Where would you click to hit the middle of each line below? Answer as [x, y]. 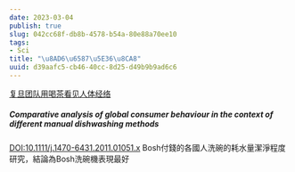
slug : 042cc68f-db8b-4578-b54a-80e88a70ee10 [93, 34]
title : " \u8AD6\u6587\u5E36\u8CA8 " [75, 59]
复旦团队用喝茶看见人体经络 [60, 94]
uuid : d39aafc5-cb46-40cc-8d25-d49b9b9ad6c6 [93, 68]
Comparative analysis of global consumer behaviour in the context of [141, 115]
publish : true [36, 26]
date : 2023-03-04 [41, 17]
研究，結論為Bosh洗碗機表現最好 [70, 159]
